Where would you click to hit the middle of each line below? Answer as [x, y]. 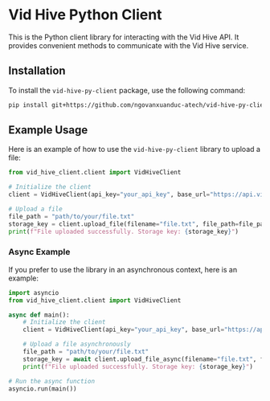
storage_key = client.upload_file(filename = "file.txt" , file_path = [124, 224]
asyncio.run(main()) [43, 389]
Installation [37, 71]
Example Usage [48, 130]
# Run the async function [51, 381]
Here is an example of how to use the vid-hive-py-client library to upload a [135, 149]
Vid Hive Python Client [85, 15]
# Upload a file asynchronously [77, 344]
